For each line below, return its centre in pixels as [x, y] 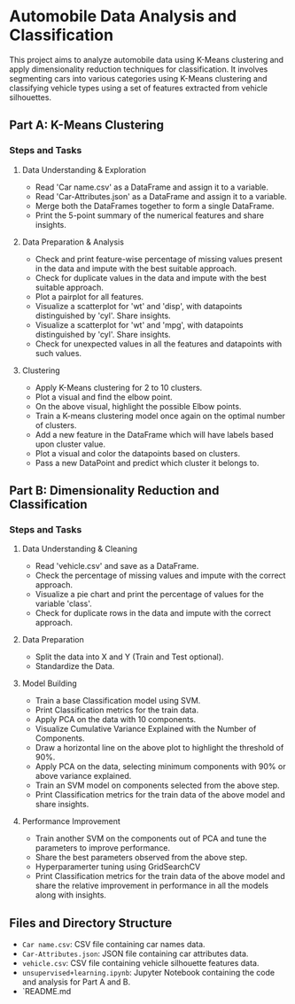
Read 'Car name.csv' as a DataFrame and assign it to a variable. [151, 187]
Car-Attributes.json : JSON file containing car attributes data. [135, 953]
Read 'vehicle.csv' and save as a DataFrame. [117, 566]
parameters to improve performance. [103, 848]
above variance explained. [83, 776]
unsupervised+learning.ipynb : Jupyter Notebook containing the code [148, 973]
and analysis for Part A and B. [76, 982]
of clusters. [56, 425]
